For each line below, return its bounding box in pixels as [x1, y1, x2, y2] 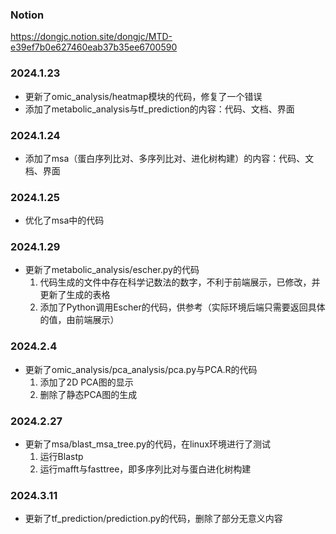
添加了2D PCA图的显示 [39, 376, 134, 388]
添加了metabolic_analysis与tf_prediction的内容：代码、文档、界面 [24, 103, 295, 115]
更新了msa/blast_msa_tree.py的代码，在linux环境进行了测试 [24, 438, 272, 450]
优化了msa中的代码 [24, 214, 105, 227]
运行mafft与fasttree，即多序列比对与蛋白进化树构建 [39, 463, 252, 475]
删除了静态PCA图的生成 [39, 388, 138, 400]
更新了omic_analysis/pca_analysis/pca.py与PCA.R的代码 [24, 363, 258, 375]
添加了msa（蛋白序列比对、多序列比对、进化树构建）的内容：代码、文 [24, 152, 315, 164]
